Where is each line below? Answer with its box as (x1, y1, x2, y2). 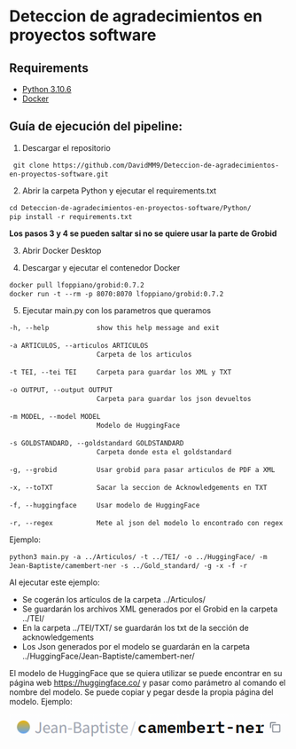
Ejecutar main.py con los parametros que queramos (21, 304, 212, 316)
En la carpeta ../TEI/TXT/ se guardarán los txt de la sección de (21, 622, 250, 633)
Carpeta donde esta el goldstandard (96, 447, 232, 456)
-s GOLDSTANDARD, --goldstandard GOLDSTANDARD (9, 438, 184, 447)
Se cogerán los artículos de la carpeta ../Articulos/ (21, 594, 206, 604)
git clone (12, 161, 50, 170)
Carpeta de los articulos (96, 350, 192, 359)
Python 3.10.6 (21, 84, 72, 94)
